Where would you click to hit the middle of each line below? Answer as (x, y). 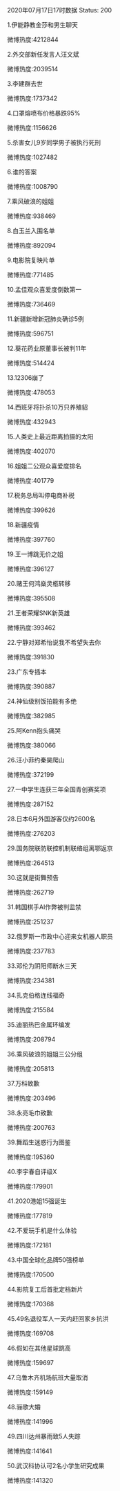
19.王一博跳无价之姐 (36, 554)
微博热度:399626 (31, 510)
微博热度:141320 (30, 1480)
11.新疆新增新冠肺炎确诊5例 (46, 319)
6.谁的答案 (22, 172)
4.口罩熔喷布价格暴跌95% (44, 113)
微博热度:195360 (31, 1157)
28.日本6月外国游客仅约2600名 (51, 819)
